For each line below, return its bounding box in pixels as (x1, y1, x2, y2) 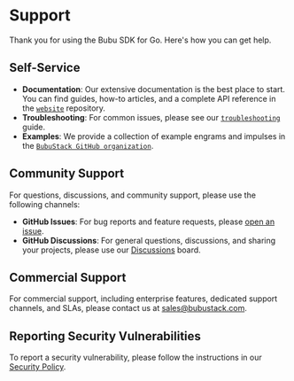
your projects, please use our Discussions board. (21, 245, 201, 255)
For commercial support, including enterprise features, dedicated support (9, 293, 278, 304)
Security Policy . (9, 362, 66, 372)
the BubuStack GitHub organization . (21, 140, 154, 151)
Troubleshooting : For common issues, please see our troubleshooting (21, 112, 281, 122)
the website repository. (21, 103, 106, 113)
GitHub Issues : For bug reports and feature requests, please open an (21, 216, 275, 227)
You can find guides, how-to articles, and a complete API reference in (21, 93, 276, 104)
